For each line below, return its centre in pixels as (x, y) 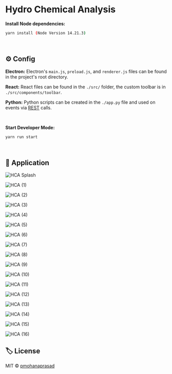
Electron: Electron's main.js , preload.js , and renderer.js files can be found (86, 71)
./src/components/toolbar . (34, 92)
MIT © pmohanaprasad (30, 366)
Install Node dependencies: (35, 24)
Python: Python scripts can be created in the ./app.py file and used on (80, 102)
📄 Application (27, 163)
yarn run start (22, 137)
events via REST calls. (29, 107)
